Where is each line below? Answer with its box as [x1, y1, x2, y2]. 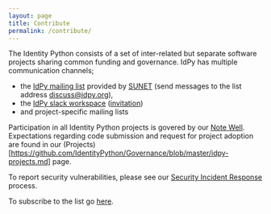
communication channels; [8, 66, 94, 76]
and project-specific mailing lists [19, 107, 129, 117]
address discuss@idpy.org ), [19, 90, 114, 100]
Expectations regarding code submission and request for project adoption [8, 131, 254, 141]
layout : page [8, 11, 52, 20]
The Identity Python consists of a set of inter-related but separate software [8, 49, 257, 59]
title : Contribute [8, 19, 70, 27]
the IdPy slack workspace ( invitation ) [19, 98, 144, 109]
